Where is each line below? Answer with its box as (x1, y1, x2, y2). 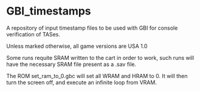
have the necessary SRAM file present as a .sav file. (6, 61, 137, 68)
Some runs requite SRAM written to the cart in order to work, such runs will (6, 54, 195, 61)
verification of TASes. (6, 30, 61, 38)
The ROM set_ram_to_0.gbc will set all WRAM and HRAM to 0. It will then (6, 72, 188, 79)
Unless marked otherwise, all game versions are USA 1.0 (6, 42, 148, 50)
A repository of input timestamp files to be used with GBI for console (6, 24, 178, 31)
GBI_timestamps (6, 4, 91, 18)
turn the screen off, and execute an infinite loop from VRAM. (6, 79, 157, 86)
